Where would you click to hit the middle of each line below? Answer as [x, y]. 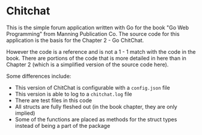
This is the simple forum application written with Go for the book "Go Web [98, 27]
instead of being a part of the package [63, 125]
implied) [25, 113]
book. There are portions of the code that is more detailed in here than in [96, 58]
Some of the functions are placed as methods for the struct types [96, 119]
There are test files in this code [53, 100]
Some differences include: [39, 76]
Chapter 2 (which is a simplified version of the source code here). [87, 65]
